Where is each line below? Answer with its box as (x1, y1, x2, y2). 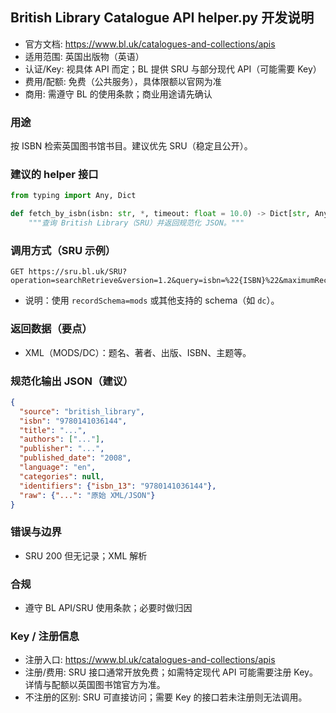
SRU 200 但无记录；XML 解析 (24, 549, 148, 562)
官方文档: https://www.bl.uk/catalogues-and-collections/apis (24, 38, 276, 50)
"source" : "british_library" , (19, 406, 145, 417)
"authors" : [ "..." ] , (19, 434, 105, 445)
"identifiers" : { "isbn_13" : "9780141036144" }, (19, 481, 217, 491)
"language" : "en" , (19, 463, 97, 473)
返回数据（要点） (10, 322, 93, 336)
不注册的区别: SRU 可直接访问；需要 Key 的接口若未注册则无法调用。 (24, 691, 308, 703)
